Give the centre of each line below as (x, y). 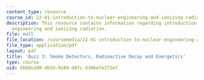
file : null (20, 34)
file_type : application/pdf (42, 46)
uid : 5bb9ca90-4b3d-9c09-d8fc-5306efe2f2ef (62, 68)
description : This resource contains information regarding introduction (102, 23)
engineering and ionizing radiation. (59, 29)
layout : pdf (21, 51)
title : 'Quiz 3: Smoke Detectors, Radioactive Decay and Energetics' (96, 57)
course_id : (20, 17)
